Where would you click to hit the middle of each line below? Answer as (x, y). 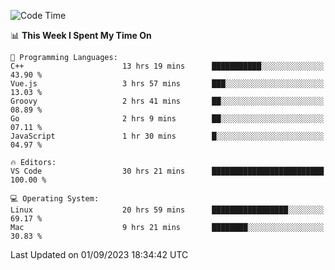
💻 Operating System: (55, 199)
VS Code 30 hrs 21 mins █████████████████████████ (167, 171)
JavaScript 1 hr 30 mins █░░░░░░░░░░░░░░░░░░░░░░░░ (167, 136)
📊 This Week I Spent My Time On (81, 35)
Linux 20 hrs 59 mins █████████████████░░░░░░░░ (167, 210)
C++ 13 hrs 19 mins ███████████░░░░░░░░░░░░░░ (167, 66)
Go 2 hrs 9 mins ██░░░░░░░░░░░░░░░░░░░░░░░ (167, 119)
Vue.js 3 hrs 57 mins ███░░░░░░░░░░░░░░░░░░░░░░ (167, 84)
